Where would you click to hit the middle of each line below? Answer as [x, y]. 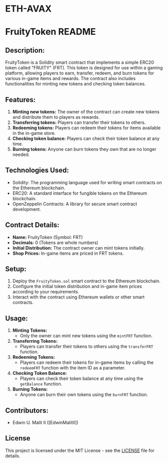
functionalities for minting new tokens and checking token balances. [76, 84]
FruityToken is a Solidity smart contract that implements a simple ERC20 [80, 62]
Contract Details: [32, 225]
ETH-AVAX [28, 9]
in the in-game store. [34, 133]
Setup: [16, 269]
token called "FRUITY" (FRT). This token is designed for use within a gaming [84, 68]
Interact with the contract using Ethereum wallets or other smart [78, 297]
